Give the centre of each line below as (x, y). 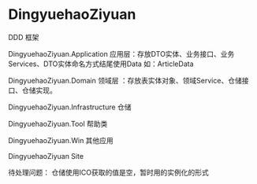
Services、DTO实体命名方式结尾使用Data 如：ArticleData (101, 64)
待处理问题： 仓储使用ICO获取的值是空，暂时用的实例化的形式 (108, 172)
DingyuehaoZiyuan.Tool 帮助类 (58, 123)
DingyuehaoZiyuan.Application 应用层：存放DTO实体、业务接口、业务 (121, 53)
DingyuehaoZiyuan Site (46, 156)
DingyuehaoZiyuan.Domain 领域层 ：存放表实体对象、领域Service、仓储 (125, 80)
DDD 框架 (24, 37)
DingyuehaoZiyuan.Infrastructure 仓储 (70, 107)
